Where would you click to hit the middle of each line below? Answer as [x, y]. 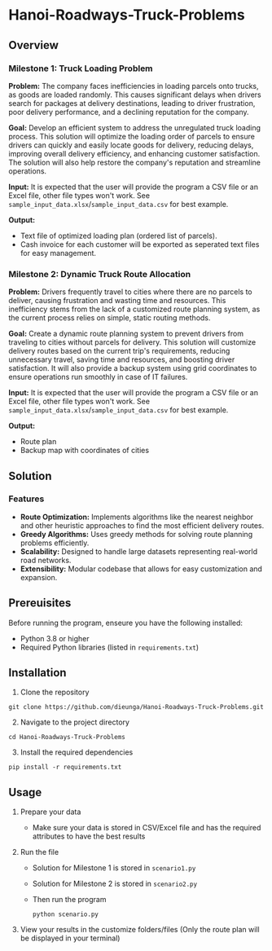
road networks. [46, 560]
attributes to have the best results [89, 836]
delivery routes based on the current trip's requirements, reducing [119, 351]
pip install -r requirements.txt [65, 768]
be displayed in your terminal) [70, 938]
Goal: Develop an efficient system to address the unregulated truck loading [135, 127]
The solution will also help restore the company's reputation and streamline [134, 162]
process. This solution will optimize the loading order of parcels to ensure [132, 136]
